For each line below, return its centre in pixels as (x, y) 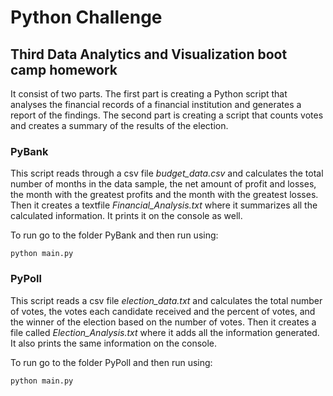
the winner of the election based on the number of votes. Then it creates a (163, 322)
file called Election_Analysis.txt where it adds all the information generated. (165, 332)
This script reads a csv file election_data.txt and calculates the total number (166, 300)
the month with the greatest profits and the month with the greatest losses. (164, 195)
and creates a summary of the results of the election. (119, 125)
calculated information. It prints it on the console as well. (126, 216)
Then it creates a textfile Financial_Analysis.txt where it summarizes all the (164, 205)
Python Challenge (86, 17)
